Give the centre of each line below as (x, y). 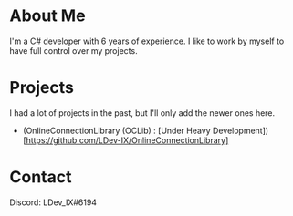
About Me (47, 16)
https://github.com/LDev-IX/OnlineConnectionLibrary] (127, 140)
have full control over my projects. (74, 50)
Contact (41, 177)
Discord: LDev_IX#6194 (53, 202)
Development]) (241, 130)
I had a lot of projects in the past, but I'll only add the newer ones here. (142, 113)
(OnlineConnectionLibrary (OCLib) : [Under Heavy (117, 130)
